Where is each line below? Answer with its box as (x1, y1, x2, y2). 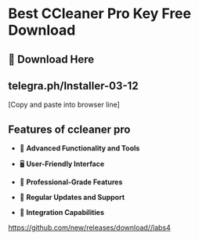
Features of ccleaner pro (8, 122, 131, 136)
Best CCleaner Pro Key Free (8, 5, 192, 23)
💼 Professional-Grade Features (19, 177, 123, 187)
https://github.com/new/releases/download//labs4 (8, 223, 171, 232)
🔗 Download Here (8, 53, 95, 66)
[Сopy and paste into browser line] (8, 100, 120, 110)
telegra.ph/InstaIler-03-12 (8, 79, 139, 93)
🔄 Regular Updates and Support (19, 193, 125, 202)
